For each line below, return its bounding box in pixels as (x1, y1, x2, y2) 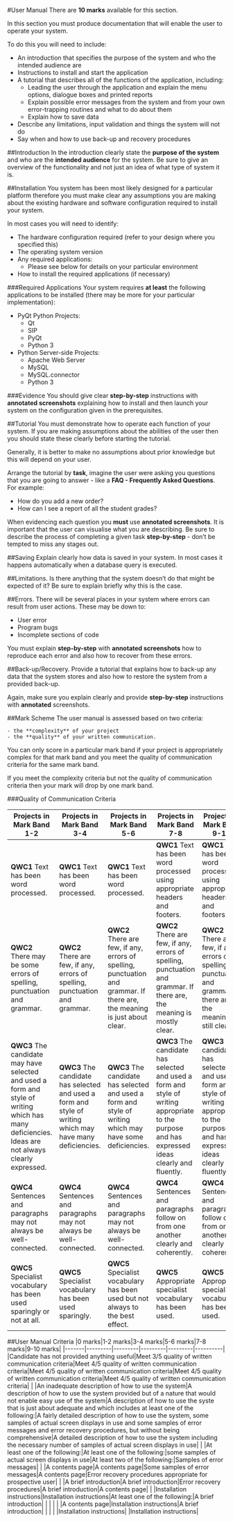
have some (107, 1132, 144, 1141)
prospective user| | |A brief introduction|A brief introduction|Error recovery (7, 1478, 221, 1486)
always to (107, 1302, 139, 1312)
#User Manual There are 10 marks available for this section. (7, 6, 178, 14)
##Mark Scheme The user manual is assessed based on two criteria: (7, 714, 204, 722)
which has (10, 1111, 44, 1120)
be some (10, 960, 40, 970)
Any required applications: (17, 255, 93, 263)
